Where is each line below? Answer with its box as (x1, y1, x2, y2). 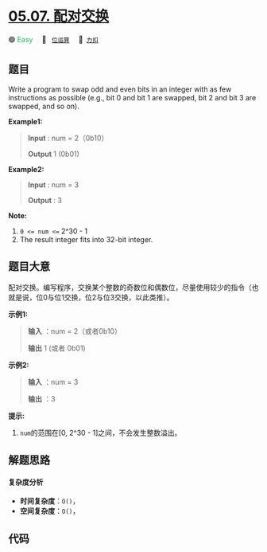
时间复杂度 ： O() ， (19, 496, 80, 506)
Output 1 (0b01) (27, 149, 79, 159)
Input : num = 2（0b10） (27, 133, 109, 143)
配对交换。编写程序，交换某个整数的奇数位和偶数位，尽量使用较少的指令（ (8, 282, 252, 292)
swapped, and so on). (8, 101, 79, 111)
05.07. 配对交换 (8, 7, 110, 25)
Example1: (8, 116, 43, 126)
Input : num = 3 (27, 180, 79, 190)
